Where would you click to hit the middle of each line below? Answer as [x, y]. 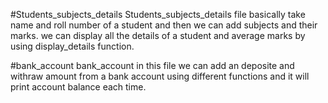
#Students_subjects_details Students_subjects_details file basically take [158, 14]
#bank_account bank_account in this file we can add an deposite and [152, 65]
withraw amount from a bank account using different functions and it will [160, 76]
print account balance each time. [78, 87]
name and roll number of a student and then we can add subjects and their [164, 25]
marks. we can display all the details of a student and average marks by [158, 35]
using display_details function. [72, 46]
